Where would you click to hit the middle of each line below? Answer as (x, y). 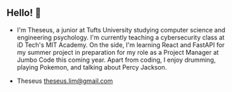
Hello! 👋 (24, 13)
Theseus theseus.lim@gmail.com (65, 81)
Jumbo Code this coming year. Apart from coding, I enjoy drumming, (116, 60)
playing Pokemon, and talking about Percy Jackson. (92, 67)
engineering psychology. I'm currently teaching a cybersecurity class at (121, 37)
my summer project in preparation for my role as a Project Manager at (118, 52)
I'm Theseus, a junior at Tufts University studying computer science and (121, 29)
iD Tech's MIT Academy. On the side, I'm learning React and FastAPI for (121, 45)
